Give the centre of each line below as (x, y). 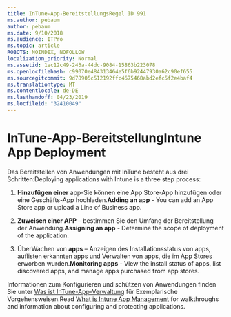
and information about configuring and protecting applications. (96, 306)
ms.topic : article (33, 46)
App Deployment (57, 153)
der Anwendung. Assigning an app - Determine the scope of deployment (120, 228)
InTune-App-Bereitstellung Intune (104, 138)
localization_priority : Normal (52, 59)
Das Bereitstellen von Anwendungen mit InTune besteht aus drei (98, 172)
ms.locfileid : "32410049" (44, 104)
